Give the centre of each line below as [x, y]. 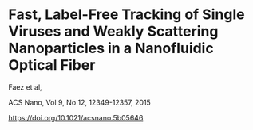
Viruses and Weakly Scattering [113, 31]
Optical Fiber [52, 65]
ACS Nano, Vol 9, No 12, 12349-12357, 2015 [80, 102]
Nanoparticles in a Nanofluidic [111, 48]
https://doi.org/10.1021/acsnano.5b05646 [76, 117]
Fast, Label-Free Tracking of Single [126, 15]
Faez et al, [25, 87]
